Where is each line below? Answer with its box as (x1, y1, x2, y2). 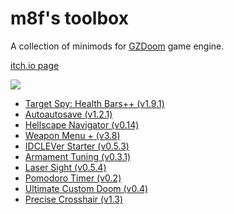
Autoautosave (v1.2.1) (24, 108, 113, 120)
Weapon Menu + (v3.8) (24, 129, 121, 141)
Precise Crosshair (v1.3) (24, 193, 124, 205)
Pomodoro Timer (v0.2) (24, 172, 122, 184)
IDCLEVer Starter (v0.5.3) (24, 140, 130, 152)
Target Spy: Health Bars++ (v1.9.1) (24, 97, 165, 109)
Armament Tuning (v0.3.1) (24, 150, 132, 162)
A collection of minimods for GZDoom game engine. (10, 40, 225, 52)
